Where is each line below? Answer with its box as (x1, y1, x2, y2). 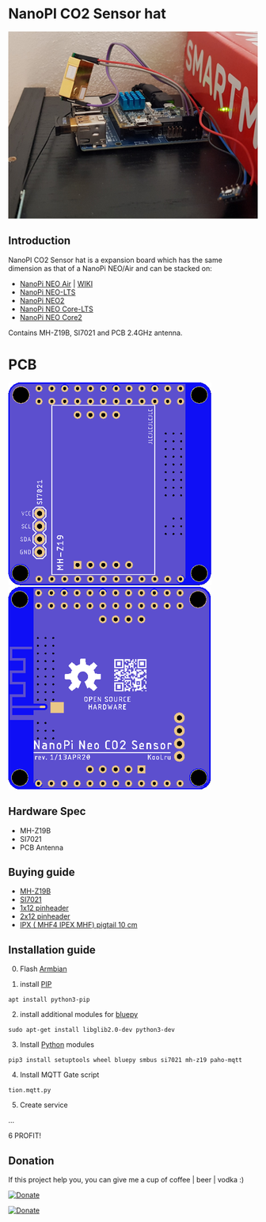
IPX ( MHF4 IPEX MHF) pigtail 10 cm (19, 920, 138, 930)
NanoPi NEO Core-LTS (19, 304, 93, 314)
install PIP (19, 980, 52, 989)
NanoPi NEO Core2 (19, 312, 83, 322)
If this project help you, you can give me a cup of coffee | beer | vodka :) (8, 1174, 245, 1184)
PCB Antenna (19, 843, 64, 852)
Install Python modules (19, 1040, 95, 1049)
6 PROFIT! (8, 1131, 42, 1140)
